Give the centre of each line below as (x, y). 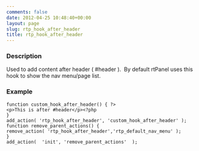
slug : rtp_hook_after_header (43, 29)
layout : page (23, 23)
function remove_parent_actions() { (53, 126)
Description (24, 56)
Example (20, 92)
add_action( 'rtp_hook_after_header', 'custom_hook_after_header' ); (97, 120)
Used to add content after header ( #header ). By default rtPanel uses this (100, 69)
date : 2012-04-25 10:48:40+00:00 (49, 18)
